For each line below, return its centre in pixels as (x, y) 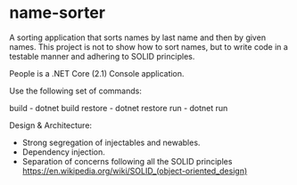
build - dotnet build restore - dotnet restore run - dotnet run (119, 108)
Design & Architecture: (50, 125)
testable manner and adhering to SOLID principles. (102, 56)
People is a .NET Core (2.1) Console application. (97, 73)
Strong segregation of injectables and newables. (111, 142)
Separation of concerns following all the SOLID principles (127, 161)
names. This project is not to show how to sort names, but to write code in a (148, 46)
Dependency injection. (63, 152)
